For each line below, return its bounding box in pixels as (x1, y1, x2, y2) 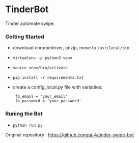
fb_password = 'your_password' (15, 98, 81, 104)
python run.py (12, 123, 43, 128)
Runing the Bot (5, 110, 43, 118)
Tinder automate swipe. (5, 20, 55, 26)
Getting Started (5, 33, 44, 40)
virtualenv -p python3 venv (12, 55, 72, 61)
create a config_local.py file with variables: (12, 84, 103, 90)
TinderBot (5, 4, 49, 15)
